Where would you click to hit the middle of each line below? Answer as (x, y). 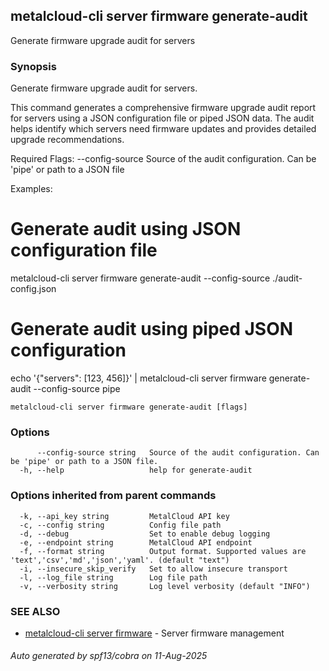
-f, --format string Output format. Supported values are (163, 551)
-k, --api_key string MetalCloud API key (124, 516)
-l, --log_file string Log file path (113, 577)
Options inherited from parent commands (113, 496)
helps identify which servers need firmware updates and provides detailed (163, 129)
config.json (33, 289)
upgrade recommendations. (67, 140)
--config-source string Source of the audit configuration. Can (178, 453)
